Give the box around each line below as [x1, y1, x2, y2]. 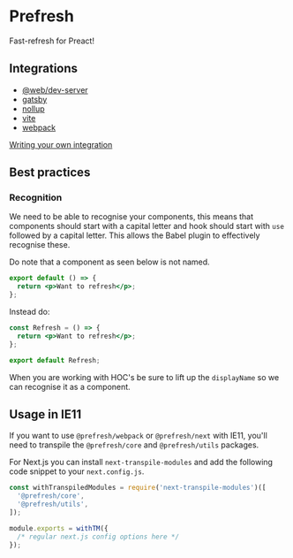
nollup [21, 103, 46, 114]
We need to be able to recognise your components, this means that [9, 211, 254, 222]
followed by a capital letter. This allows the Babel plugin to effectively [9, 230, 260, 241]
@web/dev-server [21, 84, 88, 95]
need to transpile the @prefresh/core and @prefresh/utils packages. [9, 440, 259, 450]
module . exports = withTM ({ [9, 524, 109, 532]
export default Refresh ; [9, 355, 101, 364]
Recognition [9, 192, 63, 204]
